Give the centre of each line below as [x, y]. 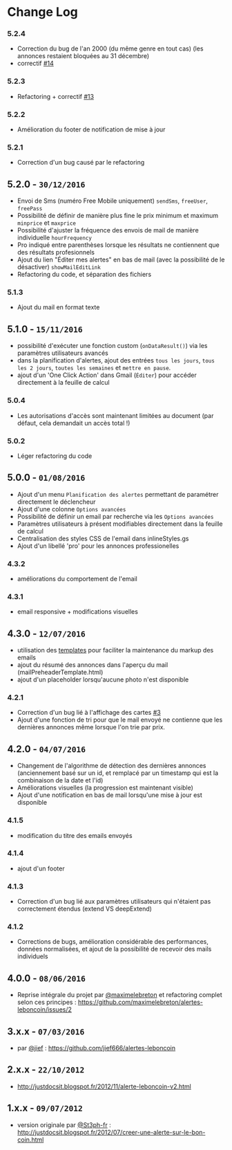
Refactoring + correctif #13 [56, 96]
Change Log [42, 12]
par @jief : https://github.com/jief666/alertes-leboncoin [96, 1048]
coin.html [30, 1140]
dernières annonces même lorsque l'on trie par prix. [91, 727]
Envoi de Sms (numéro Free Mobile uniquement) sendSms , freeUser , [113, 201]
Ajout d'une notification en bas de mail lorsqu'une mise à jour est [109, 795]
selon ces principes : [47, 1002]
